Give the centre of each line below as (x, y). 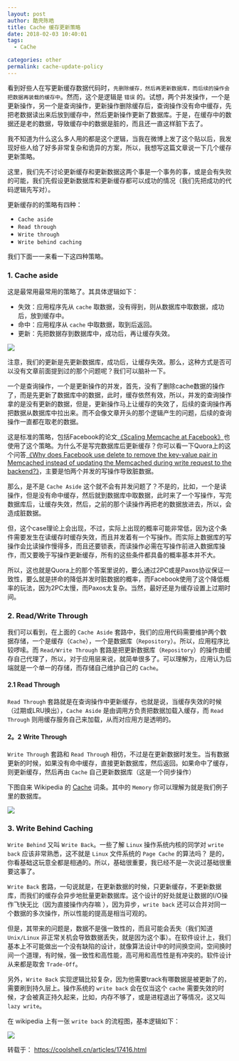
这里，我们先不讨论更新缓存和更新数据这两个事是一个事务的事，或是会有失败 (119, 171)
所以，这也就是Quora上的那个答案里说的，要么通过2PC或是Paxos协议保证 (116, 570)
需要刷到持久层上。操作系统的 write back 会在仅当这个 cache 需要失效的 (113, 988)
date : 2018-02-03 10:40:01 (47, 34)
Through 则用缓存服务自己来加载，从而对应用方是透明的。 (91, 719)
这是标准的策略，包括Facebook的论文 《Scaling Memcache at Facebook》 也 (119, 437)
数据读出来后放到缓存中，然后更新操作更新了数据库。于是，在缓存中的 (122, 114)
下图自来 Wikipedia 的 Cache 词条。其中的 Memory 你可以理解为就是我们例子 (118, 787)
